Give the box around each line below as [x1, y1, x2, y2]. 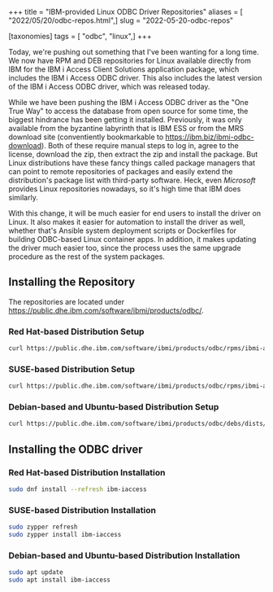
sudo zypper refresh [8, 523, 79, 532]
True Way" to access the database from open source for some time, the [8, 106, 249, 116]
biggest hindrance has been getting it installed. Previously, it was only [8, 115, 242, 125]
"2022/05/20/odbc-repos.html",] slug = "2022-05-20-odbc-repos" [8, 15, 234, 25]
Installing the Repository [8, 275, 136, 289]
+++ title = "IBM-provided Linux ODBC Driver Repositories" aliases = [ [8, 7, 244, 16]
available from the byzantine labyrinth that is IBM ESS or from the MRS [8, 124, 245, 133]
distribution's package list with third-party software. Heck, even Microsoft [8, 175, 256, 185]
